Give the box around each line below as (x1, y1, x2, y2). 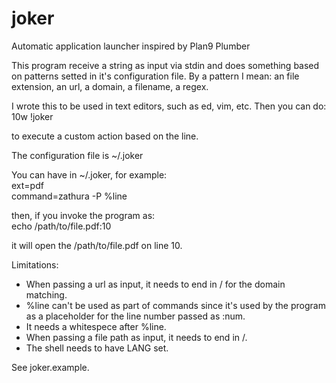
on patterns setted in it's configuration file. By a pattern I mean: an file (11, 70, 300, 82)
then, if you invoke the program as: (11, 209, 156, 221)
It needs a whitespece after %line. (25, 320, 167, 332)
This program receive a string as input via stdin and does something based (11, 59, 320, 71)
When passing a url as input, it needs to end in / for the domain (25, 278, 286, 290)
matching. (25, 288, 68, 301)
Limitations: (11, 258, 59, 271)
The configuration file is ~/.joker (11, 149, 144, 161)
